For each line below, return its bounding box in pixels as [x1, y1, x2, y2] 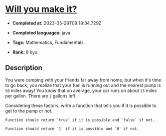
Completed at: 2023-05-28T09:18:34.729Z [12, 20, 102, 26]
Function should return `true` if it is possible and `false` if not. [5, 117, 155, 122]
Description [5, 63, 42, 72]
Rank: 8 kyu [12, 49, 37, 55]
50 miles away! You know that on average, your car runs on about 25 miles [5, 87, 157, 93]
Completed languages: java [12, 29, 71, 35]
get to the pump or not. [5, 107, 53, 113]
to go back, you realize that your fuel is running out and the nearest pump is [5, 82, 161, 88]
